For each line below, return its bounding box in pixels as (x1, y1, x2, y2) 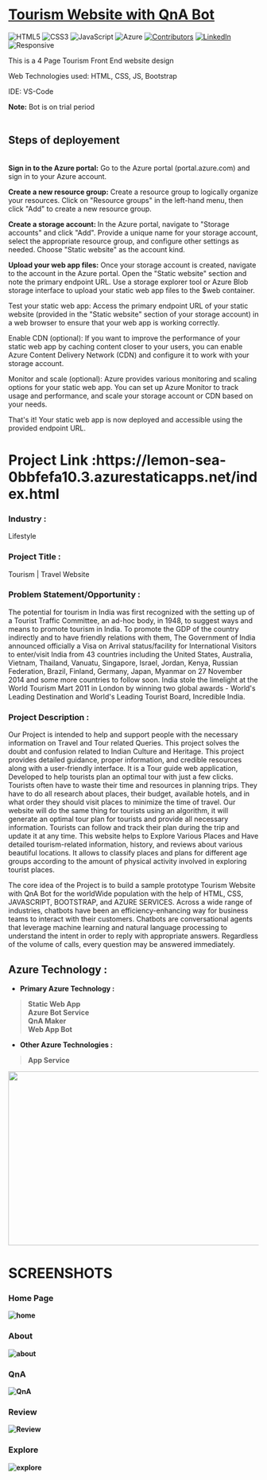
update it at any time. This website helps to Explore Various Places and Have (8, 832, 259, 841)
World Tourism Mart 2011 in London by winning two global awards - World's (8, 683, 256, 693)
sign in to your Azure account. (8, 171, 107, 181)
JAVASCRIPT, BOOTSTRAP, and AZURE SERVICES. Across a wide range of (8, 898, 253, 907)
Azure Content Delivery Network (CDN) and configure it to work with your (8, 350, 250, 360)
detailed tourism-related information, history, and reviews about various (8, 839, 243, 849)
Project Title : (8, 551, 61, 563)
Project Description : (8, 711, 90, 722)
